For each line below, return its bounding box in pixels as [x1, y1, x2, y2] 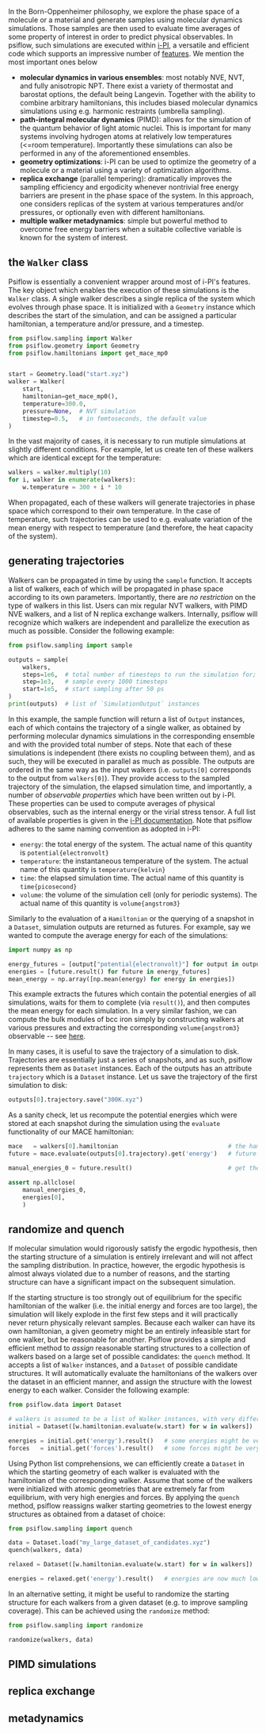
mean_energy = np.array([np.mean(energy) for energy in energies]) [8, 975, 236, 983]
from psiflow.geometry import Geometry [8, 341, 140, 350]
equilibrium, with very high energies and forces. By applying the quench [8, 1492, 240, 1502]
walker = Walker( [8, 378, 66, 386]
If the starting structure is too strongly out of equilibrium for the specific [8, 1293, 243, 1302]
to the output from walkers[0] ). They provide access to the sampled [8, 773, 230, 782]
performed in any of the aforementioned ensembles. [19, 148, 191, 158]
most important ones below [8, 57, 97, 67]
